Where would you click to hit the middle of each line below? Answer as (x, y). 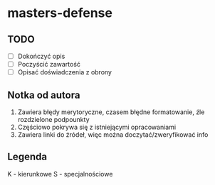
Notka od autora (44, 95)
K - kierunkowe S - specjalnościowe (60, 174)
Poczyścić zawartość (49, 65)
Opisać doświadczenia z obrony (65, 72)
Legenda (27, 157)
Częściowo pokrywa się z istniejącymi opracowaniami (97, 127)
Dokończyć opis (41, 56)
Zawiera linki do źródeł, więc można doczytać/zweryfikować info (113, 135)
